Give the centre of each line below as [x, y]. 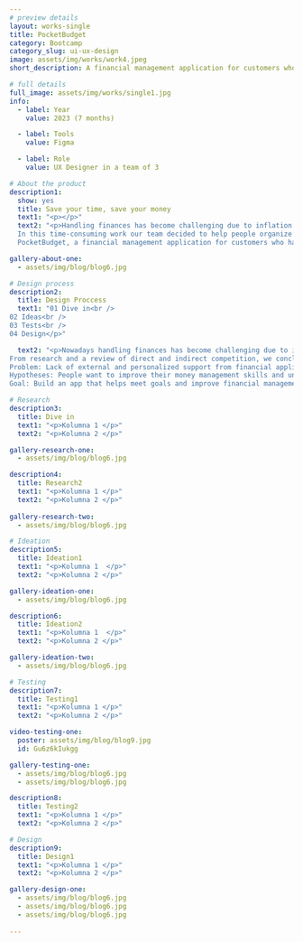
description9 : [36, 848]
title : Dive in [46, 416]
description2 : [36, 292]
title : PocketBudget [48, 34]
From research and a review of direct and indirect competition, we [141, 359]
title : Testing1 [48, 699]
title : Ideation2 [50, 624]
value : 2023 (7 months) [70, 118]
